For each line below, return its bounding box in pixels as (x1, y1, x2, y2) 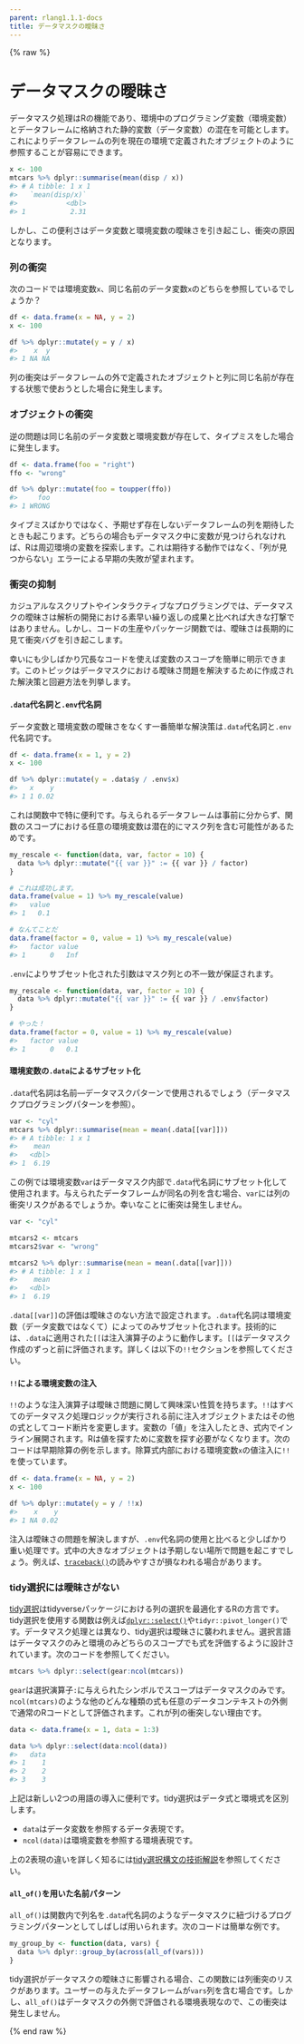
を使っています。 (9, 1456, 72, 1467)
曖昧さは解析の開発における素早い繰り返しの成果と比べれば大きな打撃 (24, 611, 287, 622)
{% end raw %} (9, 2025, 67, 2037)
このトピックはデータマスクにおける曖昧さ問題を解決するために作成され (24, 665, 294, 676)
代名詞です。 (9, 732, 57, 743)
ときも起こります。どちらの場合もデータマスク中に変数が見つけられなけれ (9, 531, 287, 542)
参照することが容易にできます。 (9, 147, 128, 158)
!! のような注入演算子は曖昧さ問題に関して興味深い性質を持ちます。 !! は (9, 1399, 279, 1411)
